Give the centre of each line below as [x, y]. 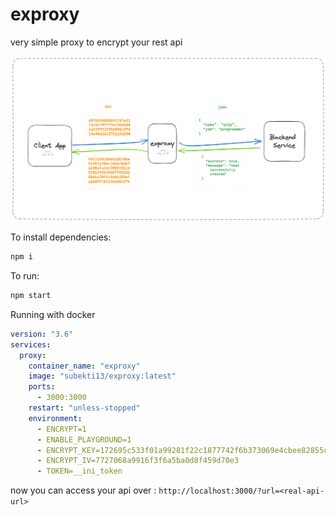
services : [31, 344]
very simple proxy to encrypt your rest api [96, 42]
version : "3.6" [42, 334]
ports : [42, 387]
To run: [25, 276]
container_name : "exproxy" [84, 366]
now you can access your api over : [83, 490]
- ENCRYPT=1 [61, 429]
